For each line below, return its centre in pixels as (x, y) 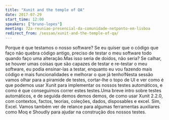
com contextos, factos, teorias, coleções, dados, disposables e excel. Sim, (83, 101)
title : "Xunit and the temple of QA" (45, 10)
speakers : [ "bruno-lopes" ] (34, 24)
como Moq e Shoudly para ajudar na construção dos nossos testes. (76, 112)
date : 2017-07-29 (24, 15)
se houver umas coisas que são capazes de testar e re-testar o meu (76, 64)
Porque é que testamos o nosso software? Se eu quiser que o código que (82, 48)
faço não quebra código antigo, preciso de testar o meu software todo (78, 53)
